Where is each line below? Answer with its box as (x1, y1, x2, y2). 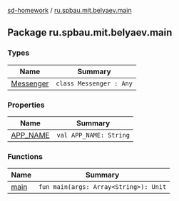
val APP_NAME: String (56, 131, 131, 139)
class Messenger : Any (56, 79, 133, 88)
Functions (7, 151, 43, 161)
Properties (7, 100, 45, 110)
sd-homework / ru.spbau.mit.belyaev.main (7, 6, 132, 14)
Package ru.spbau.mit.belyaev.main (7, 26, 173, 38)
